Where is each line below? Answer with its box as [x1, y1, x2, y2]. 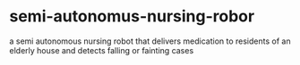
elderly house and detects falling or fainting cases [9, 45, 194, 55]
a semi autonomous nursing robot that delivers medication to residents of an [9, 36, 291, 46]
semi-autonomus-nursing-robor [9, 6, 255, 27]
